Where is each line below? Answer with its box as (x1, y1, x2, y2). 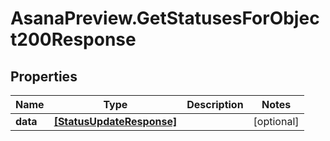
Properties (10, 68, 78, 85)
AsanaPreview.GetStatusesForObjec (10, 7, 320, 30)
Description (186, 98, 244, 111)
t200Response (10, 28, 137, 51)
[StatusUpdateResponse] (53, 115, 178, 128)
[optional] (253, 115, 300, 128)
